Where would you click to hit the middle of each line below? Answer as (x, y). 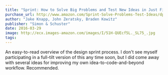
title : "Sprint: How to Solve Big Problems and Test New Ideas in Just (81, 10)
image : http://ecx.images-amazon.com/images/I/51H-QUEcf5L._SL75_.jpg (80, 33)
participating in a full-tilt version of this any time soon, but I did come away (82, 57)
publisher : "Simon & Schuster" (38, 24)
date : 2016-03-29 (23, 28)
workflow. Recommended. (32, 67)
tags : (11, 38)
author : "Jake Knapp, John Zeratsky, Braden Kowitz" (61, 19)
